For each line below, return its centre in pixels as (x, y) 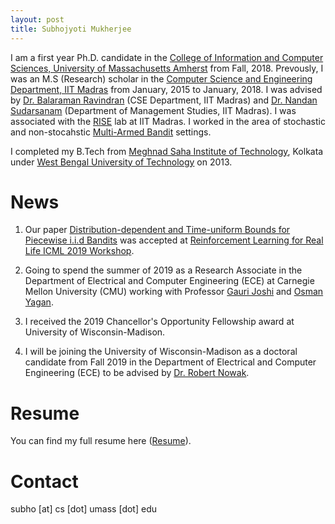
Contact (44, 481)
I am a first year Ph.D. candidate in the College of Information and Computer (167, 57)
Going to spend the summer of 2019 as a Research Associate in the (163, 270)
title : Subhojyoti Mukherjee (71, 29)
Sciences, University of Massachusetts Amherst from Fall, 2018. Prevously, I (167, 68)
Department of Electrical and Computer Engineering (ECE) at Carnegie (169, 281)
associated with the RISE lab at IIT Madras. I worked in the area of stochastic (168, 121)
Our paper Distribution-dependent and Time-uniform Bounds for (157, 230)
